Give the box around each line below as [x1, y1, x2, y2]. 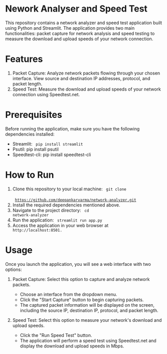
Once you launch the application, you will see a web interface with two [5, 261, 151, 267]
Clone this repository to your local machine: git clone [12, 186, 126, 192]
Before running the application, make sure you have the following [5, 125, 140, 131]
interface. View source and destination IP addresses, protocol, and [12, 75, 150, 81]
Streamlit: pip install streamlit [12, 140, 83, 147]
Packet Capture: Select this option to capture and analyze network [12, 276, 150, 282]
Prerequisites [5, 109, 63, 121]
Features [5, 53, 43, 65]
